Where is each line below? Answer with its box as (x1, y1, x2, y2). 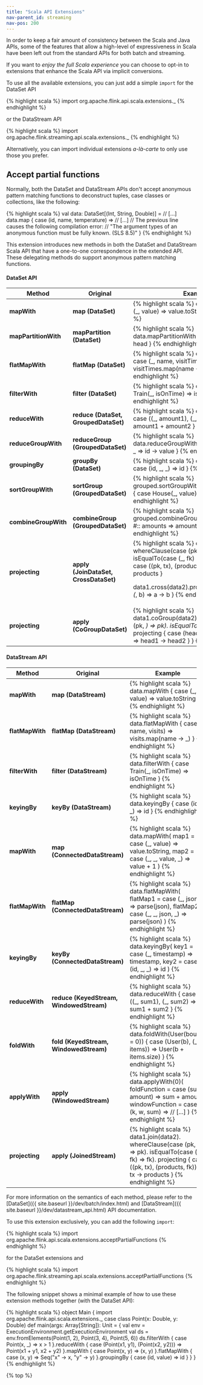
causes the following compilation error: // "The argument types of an (6, 223, 177, 230)
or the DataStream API (6, 115, 62, 123)
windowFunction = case (129, 1100, 198, 1108)
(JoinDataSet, (72, 568, 113, 576)
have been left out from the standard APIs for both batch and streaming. (6, 50, 186, 57)
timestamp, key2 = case (129, 957, 198, 965)
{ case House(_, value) (132, 489, 198, 498)
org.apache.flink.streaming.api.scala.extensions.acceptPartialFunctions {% (6, 1272, 193, 1279)
